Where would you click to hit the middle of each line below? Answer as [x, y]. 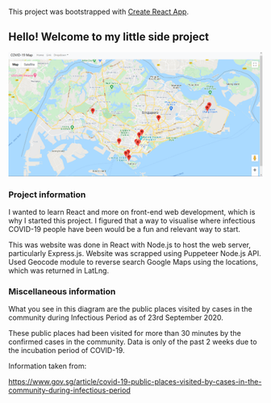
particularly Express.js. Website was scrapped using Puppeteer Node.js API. [135, 253]
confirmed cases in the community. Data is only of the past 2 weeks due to [133, 342]
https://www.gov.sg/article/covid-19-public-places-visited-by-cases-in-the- [135, 382]
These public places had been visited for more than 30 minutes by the [125, 334]
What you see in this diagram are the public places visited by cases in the [130, 309]
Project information [47, 195]
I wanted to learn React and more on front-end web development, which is [132, 212]
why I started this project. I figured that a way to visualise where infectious [132, 220]
